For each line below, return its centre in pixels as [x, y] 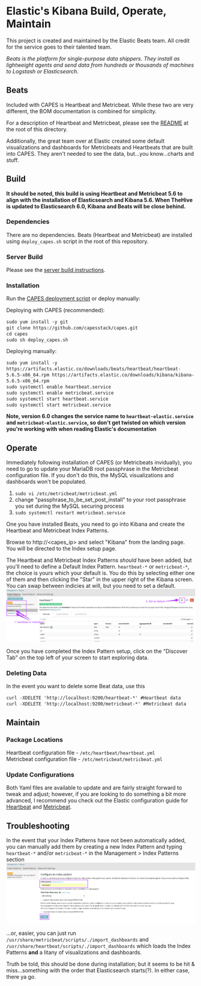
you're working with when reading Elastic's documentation [82, 429]
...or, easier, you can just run [41, 933]
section [16, 860]
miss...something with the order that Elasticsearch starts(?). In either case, [98, 970]
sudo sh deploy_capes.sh [37, 340]
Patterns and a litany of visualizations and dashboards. [74, 952]
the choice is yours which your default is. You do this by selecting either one [100, 573]
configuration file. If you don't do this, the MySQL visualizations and [90, 475]
